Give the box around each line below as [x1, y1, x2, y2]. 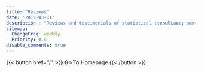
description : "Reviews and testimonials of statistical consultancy [6, 20, 185, 26]
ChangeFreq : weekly [11, 31, 61, 37]
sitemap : [6, 25, 28, 32]
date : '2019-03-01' [6, 14, 55, 20]
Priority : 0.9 [11, 37, 47, 43]
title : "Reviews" [6, 8, 50, 15]
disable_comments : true [6, 43, 66, 49]
